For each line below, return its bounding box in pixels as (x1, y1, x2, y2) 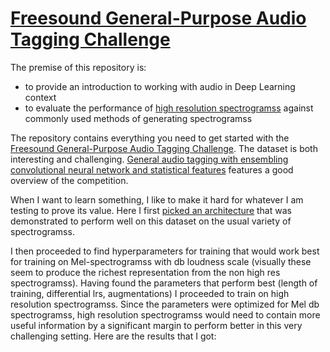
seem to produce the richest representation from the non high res (10, 266, 281, 278)
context (24, 91, 57, 103)
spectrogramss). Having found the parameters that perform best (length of (10, 277, 318, 289)
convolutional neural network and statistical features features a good (10, 163, 294, 176)
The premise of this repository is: (10, 61, 147, 73)
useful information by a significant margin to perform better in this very (10, 319, 303, 331)
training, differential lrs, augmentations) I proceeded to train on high (10, 287, 290, 299)
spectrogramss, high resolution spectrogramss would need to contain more (10, 308, 321, 321)
